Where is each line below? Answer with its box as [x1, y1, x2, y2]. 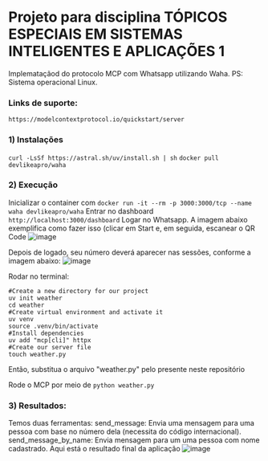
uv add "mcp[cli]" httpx [8, 336, 91, 345]
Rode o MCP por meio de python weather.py [8, 380, 155, 390]
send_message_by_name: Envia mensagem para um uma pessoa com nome [8, 435, 260, 445]
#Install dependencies [8, 329, 84, 337]
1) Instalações [8, 134, 64, 145]
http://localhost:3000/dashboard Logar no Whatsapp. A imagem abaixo [8, 214, 248, 224]
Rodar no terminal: [8, 271, 70, 281]
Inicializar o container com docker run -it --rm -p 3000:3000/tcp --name [8, 198, 253, 207]
